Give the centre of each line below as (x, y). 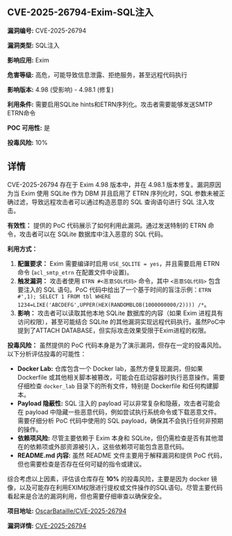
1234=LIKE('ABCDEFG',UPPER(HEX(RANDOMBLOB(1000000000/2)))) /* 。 (114, 304)
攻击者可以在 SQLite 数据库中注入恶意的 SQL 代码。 (93, 234)
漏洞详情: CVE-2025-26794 (47, 526)
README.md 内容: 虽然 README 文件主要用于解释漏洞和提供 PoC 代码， (122, 455)
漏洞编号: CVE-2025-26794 (47, 31)
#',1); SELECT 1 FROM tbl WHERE (64, 296)
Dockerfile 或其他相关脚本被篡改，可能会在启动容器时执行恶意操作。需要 (121, 377)
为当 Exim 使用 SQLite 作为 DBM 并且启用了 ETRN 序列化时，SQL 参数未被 (113, 193)
